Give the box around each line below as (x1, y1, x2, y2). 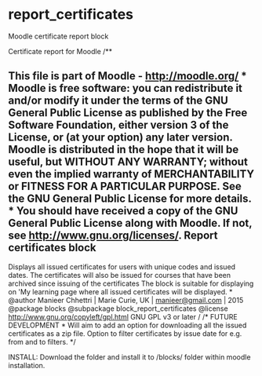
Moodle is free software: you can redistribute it (8, 82, 243, 95)
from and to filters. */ (8, 337, 76, 346)
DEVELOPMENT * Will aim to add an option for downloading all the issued (8, 320, 247, 330)
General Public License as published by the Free (8, 106, 248, 119)
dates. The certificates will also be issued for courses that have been (8, 270, 231, 279)
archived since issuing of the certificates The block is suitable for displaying (8, 279, 254, 288)
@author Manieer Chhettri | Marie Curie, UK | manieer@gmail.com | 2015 (8, 295, 244, 305)
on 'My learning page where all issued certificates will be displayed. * (8, 287, 233, 296)
